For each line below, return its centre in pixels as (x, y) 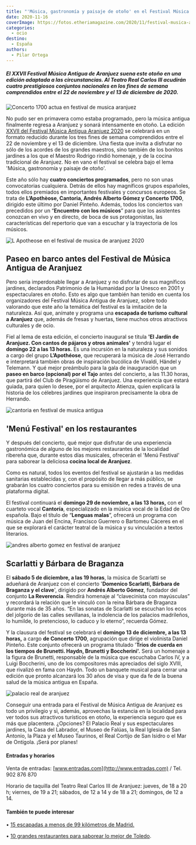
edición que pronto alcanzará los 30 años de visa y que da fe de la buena (94, 676)
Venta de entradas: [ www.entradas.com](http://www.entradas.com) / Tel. (94, 768)
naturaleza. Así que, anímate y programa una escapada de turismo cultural (97, 313)
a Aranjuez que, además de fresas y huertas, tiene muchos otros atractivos (97, 319)
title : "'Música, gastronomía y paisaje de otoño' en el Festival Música (98, 11)
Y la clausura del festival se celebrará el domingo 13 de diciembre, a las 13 (96, 633)
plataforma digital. (28, 491)
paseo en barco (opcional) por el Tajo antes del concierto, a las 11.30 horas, (98, 374)
